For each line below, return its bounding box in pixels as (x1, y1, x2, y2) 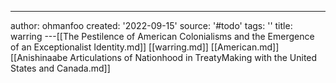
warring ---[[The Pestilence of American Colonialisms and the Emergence (10, 31, 315, 42)
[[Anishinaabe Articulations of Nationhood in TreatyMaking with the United (10, 52, 318, 63)
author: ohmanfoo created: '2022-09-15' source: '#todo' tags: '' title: (10, 20, 293, 31)
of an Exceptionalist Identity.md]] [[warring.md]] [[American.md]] (10, 41, 280, 53)
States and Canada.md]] (10, 62, 111, 74)
